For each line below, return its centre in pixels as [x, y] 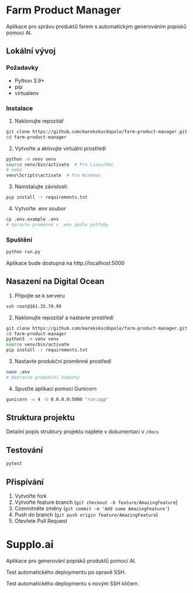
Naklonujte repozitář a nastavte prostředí [64, 318]
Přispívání [25, 482]
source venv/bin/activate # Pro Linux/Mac [60, 165]
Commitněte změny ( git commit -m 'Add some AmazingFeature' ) [92, 508]
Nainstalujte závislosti [41, 187]
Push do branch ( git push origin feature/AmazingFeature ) [86, 514]
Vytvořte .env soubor [40, 209]
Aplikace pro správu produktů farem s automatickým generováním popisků [96, 26]
